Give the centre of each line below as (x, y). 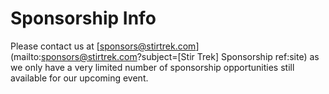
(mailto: (26, 56)
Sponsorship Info (83, 18)
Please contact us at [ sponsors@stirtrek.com (103, 46)
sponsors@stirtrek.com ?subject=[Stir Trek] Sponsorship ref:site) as (180, 56)
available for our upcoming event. (79, 78)
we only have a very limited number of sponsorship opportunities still (152, 67)
